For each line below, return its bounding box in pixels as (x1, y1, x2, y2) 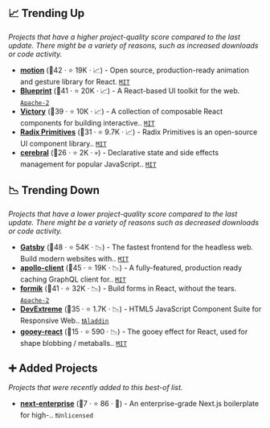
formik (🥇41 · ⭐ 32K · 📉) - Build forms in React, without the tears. (19, 283, 237, 293)
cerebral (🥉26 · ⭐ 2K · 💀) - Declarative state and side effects (19, 147, 219, 157)
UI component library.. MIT (19, 138, 107, 148)
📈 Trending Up (8, 6, 85, 20)
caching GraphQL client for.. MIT (19, 274, 127, 284)
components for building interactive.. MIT (19, 117, 155, 127)
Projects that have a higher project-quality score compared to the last (8, 31, 241, 42)
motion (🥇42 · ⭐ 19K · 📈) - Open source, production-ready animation (19, 65, 249, 75)
